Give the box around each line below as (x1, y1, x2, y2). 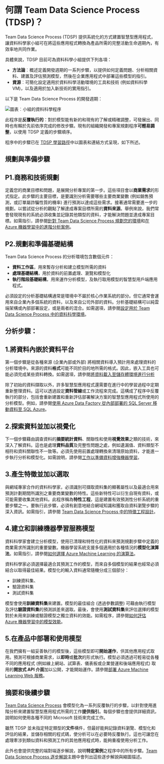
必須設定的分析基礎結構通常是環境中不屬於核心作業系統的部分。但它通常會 (5, 293, 155, 299)
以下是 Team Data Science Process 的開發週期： (5, 96, 102, 102)
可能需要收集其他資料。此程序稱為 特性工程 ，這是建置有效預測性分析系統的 (5, 496, 155, 502)
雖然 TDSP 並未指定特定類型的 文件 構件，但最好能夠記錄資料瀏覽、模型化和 (5, 725, 156, 731)
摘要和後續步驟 (5, 688, 50, 697)
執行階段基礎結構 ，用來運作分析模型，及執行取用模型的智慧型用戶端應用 (12, 276, 158, 282)
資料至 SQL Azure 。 (9, 407, 50, 412)
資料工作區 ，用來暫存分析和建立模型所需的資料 (12, 264, 106, 270)
